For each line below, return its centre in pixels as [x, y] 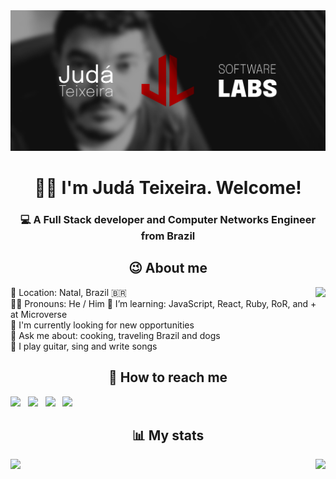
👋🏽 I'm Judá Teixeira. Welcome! [168, 188]
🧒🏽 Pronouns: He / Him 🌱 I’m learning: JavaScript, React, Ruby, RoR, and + [163, 303]
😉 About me [168, 268]
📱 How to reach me [168, 377]
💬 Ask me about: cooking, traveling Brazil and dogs [115, 335]
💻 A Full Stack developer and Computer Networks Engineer [168, 220]
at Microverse [39, 314]
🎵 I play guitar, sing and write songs [84, 346]
